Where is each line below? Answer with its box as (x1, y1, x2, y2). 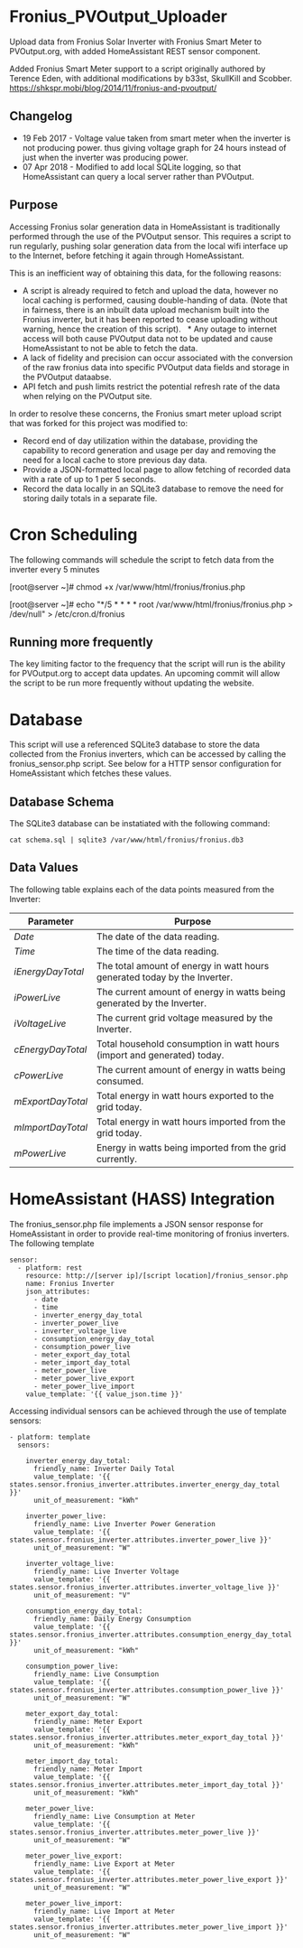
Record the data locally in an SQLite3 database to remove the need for (22, 483, 284, 494)
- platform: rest (17, 1263, 83, 1272)
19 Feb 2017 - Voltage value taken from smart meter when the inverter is (22, 133, 291, 144)
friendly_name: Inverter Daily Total (32, 1464, 176, 1473)
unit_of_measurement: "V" (32, 1590, 131, 1599)
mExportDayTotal (14, 1095, 88, 1107)
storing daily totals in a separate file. (22, 492, 158, 503)
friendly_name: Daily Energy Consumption (32, 1614, 192, 1623)
